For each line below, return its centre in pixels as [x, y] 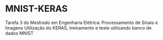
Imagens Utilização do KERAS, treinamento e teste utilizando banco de [78, 27]
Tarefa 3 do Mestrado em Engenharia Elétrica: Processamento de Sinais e [81, 22]
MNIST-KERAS [36, 9]
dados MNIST [19, 33]
